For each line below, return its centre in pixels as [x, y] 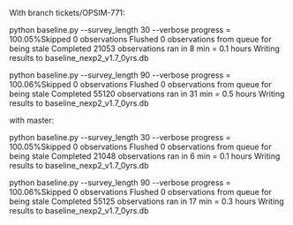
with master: [32, 120]
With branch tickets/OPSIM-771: [67, 13]
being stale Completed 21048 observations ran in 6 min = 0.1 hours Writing [145, 156]
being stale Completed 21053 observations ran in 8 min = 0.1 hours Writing [145, 49]
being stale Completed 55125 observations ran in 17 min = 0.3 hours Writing [146, 201]
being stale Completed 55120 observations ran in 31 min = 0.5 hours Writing [147, 94]
